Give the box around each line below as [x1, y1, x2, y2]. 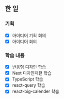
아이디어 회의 [12, 39, 37, 44]
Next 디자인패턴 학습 [12, 70, 52, 76]
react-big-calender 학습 [12, 88, 60, 94]
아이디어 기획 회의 [12, 32, 46, 38]
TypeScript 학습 [12, 76, 44, 82]
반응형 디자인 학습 [12, 64, 46, 70]
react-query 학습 [12, 82, 45, 88]
